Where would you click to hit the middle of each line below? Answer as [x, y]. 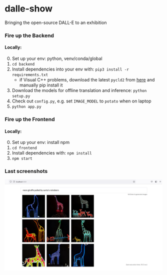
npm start [22, 159]
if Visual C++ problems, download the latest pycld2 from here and [87, 80]
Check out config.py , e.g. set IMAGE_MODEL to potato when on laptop [81, 101]
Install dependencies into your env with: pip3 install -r [70, 69]
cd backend [23, 64]
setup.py [21, 96]
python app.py [26, 107]
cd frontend [24, 148]
